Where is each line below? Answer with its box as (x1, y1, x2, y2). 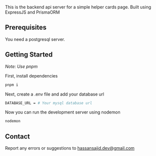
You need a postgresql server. (5, 36, 66, 42)
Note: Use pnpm (5, 63, 38, 69)
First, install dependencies (5, 73, 58, 78)
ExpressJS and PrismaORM (5, 9, 60, 15)
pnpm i (5, 82, 18, 87)
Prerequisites (5, 23, 47, 32)
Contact (5, 132, 30, 140)
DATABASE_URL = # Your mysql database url (5, 100, 92, 105)
